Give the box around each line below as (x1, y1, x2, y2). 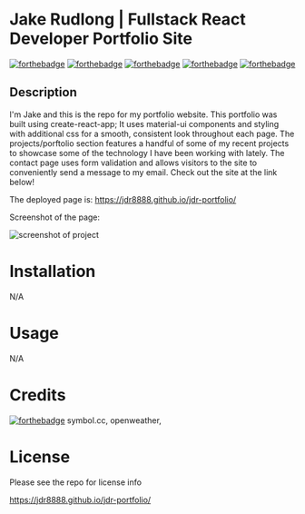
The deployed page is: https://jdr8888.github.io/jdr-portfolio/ (9, 193, 237, 204)
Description (9, 84, 77, 100)
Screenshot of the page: (9, 212, 101, 222)
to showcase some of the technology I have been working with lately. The (9, 147, 285, 158)
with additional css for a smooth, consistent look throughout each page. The (9, 128, 295, 139)
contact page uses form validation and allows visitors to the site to (9, 157, 257, 168)
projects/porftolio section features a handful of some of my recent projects (9, 137, 290, 149)
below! (9, 176, 34, 187)
